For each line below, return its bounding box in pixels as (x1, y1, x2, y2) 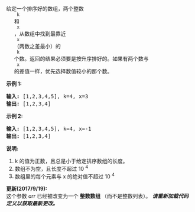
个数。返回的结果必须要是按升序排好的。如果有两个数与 (14, 55, 149, 62)
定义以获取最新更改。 (6, 200, 58, 207)
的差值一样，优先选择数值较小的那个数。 (14, 68, 113, 75)
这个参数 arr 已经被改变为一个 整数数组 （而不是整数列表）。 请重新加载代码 (6, 193, 189, 200)
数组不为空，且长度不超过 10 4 (14, 164, 89, 172)
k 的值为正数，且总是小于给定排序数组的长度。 (14, 158, 128, 164)
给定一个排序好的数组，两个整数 (6, 5, 84, 12)
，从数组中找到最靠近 (14, 30, 66, 37)
